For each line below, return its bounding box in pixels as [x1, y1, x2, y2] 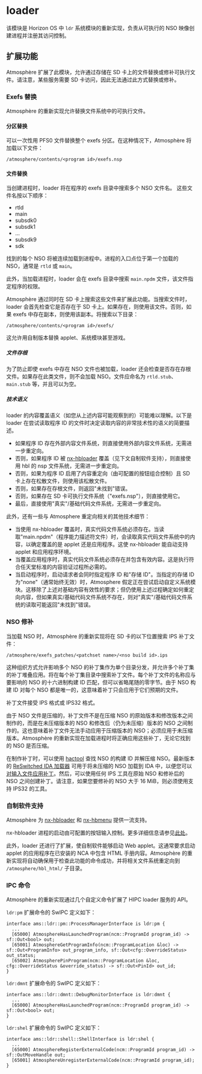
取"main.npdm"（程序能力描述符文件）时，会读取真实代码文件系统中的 [14, 533, 191, 541]
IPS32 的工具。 [13, 785, 50, 792]
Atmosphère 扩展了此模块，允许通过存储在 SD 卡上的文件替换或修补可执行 [6, 68, 191, 75]
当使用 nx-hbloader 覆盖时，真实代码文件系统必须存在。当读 [14, 526, 165, 533]
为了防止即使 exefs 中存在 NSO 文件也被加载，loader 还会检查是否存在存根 [6, 366, 191, 373]
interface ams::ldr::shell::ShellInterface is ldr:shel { [6, 1036, 155, 1043]
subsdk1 [14, 223, 36, 230]
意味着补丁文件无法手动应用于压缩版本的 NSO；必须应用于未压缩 [32, 726, 194, 734]
